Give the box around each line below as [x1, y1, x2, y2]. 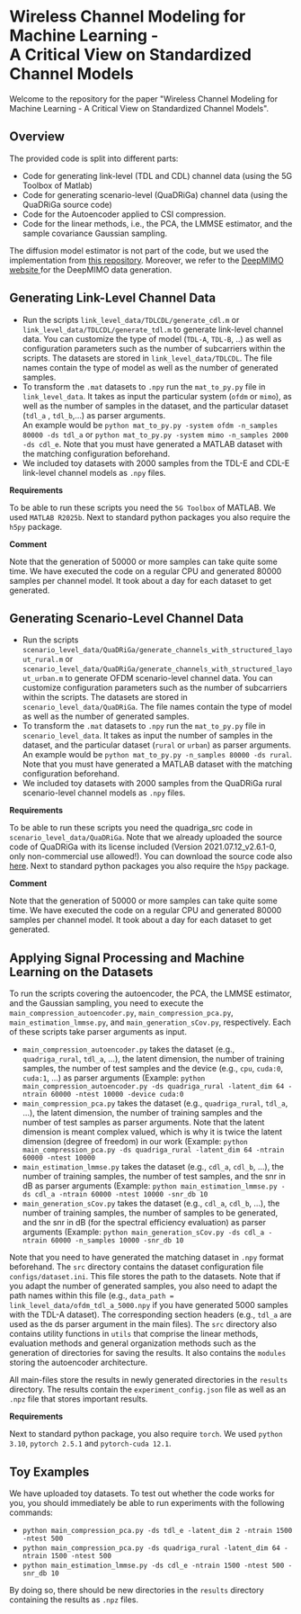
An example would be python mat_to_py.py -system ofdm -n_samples [22, 419, 279, 430]
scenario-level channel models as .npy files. [22, 787, 186, 798]
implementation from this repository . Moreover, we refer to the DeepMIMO [9, 255, 285, 265]
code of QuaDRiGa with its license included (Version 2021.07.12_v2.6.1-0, [9, 841, 277, 852]
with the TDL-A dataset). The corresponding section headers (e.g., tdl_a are [9, 1309, 292, 1320]
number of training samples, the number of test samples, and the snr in [22, 1171, 286, 1182]
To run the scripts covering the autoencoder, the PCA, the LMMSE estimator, [9, 988, 292, 1000]
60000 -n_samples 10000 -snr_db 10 [50, 1236, 184, 1245]
